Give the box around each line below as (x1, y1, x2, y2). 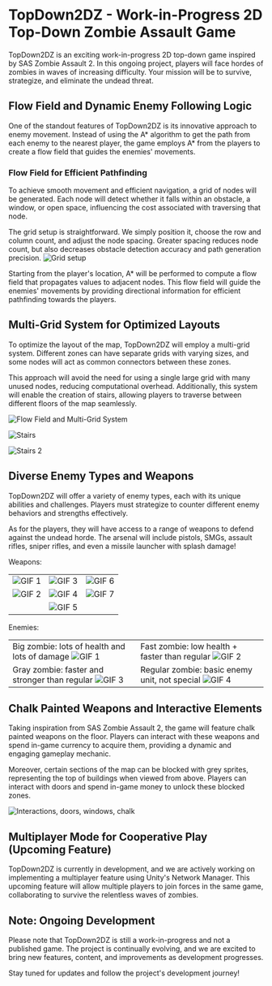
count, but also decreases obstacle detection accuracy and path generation (8, 244, 261, 254)
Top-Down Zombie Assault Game (8, 23, 236, 41)
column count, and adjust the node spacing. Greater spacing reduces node (8, 236, 259, 245)
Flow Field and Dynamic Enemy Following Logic (8, 99, 253, 113)
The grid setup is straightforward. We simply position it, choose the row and (8, 227, 261, 237)
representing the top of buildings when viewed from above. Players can (8, 773, 247, 783)
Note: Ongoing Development (8, 914, 155, 928)
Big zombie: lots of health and (12, 640, 125, 651)
